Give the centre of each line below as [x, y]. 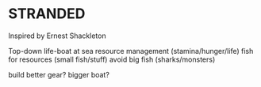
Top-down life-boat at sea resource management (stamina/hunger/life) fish [131, 51]
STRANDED [47, 14]
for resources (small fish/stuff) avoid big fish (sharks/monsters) [112, 59]
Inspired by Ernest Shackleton [57, 36]
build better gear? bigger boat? [59, 74]
